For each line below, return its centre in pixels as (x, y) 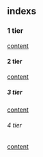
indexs (22, 11)
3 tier (15, 93)
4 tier (15, 125)
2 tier (15, 62)
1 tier (15, 31)
